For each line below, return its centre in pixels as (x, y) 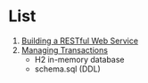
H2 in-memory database (80, 59)
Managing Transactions (65, 49)
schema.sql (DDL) (68, 69)
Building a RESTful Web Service (80, 41)
